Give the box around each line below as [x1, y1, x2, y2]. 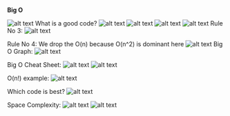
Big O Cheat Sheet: [7, 61, 62, 68]
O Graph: [7, 48, 33, 55]
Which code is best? [7, 88, 66, 95]
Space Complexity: [7, 101, 61, 109]
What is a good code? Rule [35, 19, 223, 27]
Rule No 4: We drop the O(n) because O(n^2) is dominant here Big [7, 40, 223, 48]
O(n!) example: [7, 74, 50, 82]
